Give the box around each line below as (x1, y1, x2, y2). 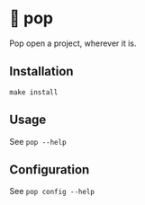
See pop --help (9, 136, 67, 147)
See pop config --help (9, 186, 95, 197)
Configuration (9, 162, 90, 177)
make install (9, 87, 59, 97)
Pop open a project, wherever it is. (9, 38, 137, 49)
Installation (9, 64, 74, 79)
